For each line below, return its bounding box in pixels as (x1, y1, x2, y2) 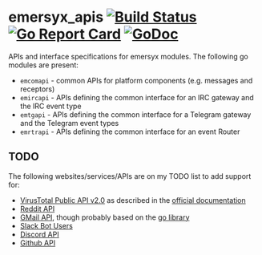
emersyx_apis (8, 8, 104, 26)
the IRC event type (19, 101, 82, 111)
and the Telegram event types (19, 118, 119, 127)
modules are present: (8, 60, 79, 70)
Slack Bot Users (19, 221, 74, 230)
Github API (19, 237, 56, 248)
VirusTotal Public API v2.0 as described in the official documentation (19, 195, 246, 204)
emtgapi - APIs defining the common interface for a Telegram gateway (19, 109, 252, 119)
